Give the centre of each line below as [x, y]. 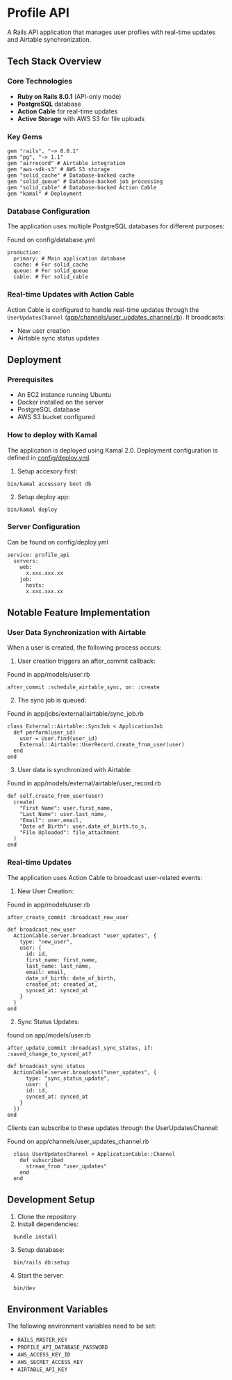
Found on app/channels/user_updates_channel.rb [78, 1141]
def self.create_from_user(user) [56, 796]
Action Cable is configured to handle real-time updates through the [103, 309]
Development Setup [51, 1200]
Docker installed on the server [60, 402]
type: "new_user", [46, 941]
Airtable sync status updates [58, 338]
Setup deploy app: [43, 496]
